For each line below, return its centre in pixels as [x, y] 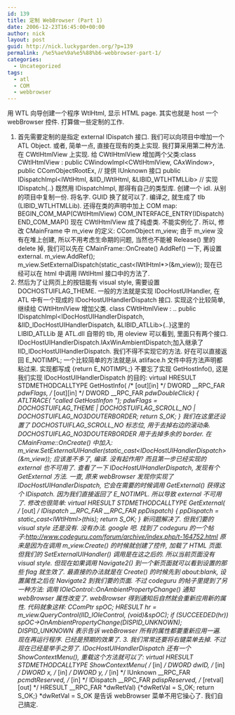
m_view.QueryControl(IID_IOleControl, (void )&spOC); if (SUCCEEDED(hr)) [123, 615]
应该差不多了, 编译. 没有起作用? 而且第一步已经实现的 [130, 459]
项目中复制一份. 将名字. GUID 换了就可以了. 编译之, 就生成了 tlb [114, 197]
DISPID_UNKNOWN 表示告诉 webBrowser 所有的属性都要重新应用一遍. [119, 631]
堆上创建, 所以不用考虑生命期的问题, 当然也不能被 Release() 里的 [122, 240]
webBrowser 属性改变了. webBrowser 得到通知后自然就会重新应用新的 [119, 598]
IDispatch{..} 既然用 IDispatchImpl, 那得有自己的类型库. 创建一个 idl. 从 [119, 188]
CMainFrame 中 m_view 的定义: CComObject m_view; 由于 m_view [121, 231]
